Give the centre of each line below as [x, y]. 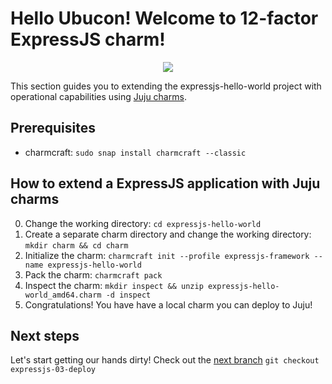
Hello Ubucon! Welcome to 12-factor [164, 18]
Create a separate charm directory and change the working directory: [168, 234]
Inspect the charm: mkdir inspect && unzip [114, 285]
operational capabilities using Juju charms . [98, 96]
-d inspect [128, 295]
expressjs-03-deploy [53, 370]
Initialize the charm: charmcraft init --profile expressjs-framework [167, 255]
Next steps [45, 335]
